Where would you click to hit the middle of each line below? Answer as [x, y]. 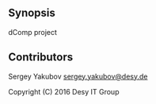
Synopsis [32, 13]
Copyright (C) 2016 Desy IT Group [64, 91]
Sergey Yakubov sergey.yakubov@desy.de [78, 76]
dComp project [33, 32]
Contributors [41, 58]
